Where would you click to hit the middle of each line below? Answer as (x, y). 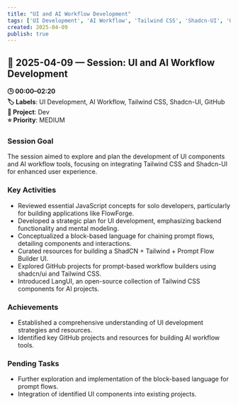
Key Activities (32, 190)
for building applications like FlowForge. (76, 213)
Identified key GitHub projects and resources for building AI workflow (119, 337)
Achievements (33, 307)
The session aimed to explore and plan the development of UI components (116, 156)
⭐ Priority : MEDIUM (36, 120)
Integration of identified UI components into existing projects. (107, 394)
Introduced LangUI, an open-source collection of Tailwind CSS (109, 281)
